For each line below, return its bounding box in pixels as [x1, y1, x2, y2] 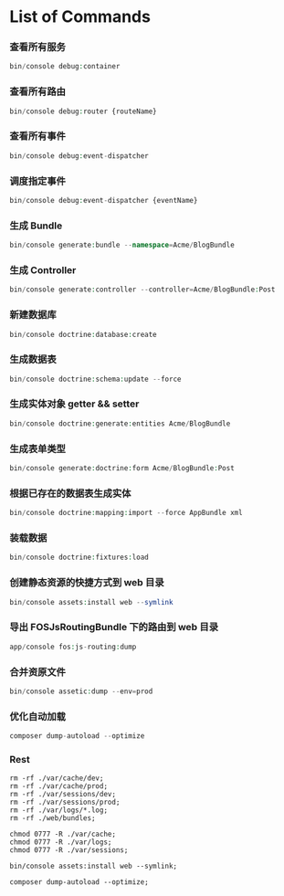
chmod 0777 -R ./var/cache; [9, 829, 117, 839]
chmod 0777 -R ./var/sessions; [9, 846, 129, 855]
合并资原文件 [9, 665, 67, 678]
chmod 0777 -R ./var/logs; [9, 838, 112, 847]
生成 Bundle [9, 219, 63, 232]
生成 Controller [9, 263, 77, 276]
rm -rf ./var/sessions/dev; [9, 790, 117, 799]
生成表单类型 [9, 442, 67, 455]
